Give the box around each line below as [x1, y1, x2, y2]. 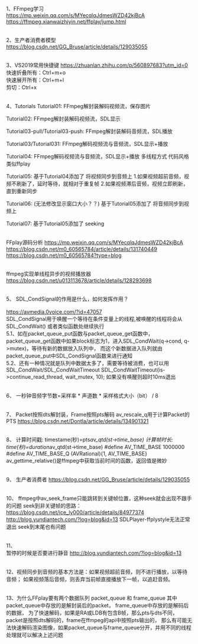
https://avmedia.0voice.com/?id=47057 [6, 308, 102, 315]
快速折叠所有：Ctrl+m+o [6, 69, 66, 76]
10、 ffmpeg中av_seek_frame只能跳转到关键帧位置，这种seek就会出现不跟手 [6, 495, 192, 502]
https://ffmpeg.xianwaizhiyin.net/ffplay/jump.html [6, 18, 126, 25]
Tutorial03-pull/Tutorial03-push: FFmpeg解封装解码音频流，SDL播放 [6, 128, 173, 135]
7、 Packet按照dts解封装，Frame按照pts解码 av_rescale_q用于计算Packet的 [6, 411, 190, 418]
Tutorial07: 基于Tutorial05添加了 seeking [6, 220, 105, 227]
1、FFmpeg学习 [6, 5, 44, 12]
